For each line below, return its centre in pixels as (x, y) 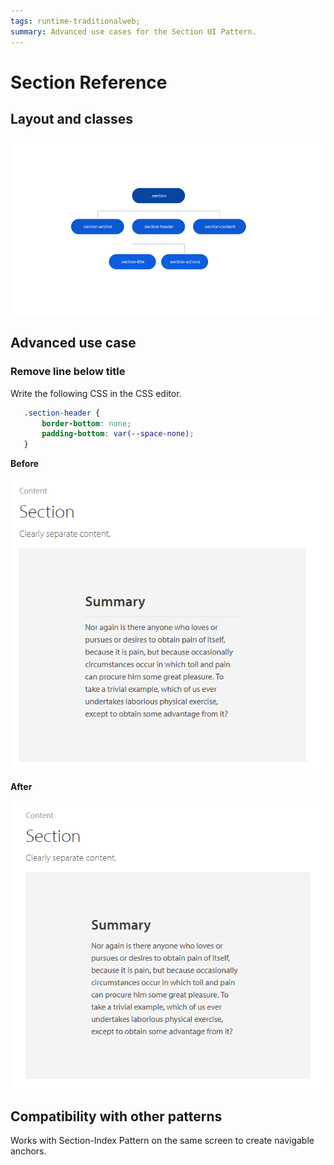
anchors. (28, 1151)
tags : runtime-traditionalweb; (75, 21)
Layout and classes (72, 119)
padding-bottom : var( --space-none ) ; (118, 434)
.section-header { (62, 413)
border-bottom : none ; (86, 423)
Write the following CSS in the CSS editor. (96, 393)
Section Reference (89, 82)
